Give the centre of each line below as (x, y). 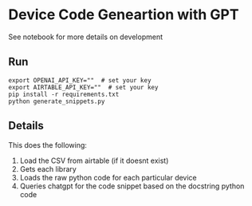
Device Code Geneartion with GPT (124, 15)
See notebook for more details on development (86, 37)
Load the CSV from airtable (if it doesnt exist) (94, 160)
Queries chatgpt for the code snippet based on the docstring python (132, 186)
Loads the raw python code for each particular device (108, 177)
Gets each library (48, 168)
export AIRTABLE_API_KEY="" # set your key (83, 87)
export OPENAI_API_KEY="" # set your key (80, 80)
